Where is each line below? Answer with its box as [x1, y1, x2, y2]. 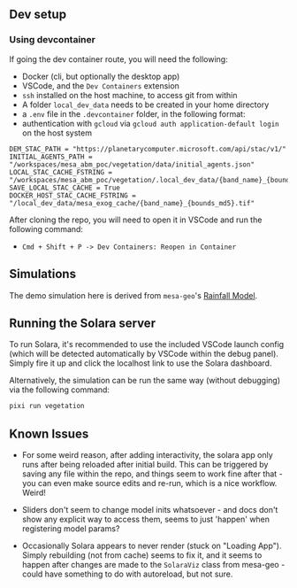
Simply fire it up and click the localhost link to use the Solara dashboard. [9, 358, 272, 368]
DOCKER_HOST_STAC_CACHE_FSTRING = [9, 190, 137, 200]
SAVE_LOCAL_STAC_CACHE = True [9, 183, 121, 192]
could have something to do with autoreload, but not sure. [21, 569, 233, 579]
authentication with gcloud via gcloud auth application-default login [21, 118, 280, 128]
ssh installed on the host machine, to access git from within [21, 89, 238, 100]
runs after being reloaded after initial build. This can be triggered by [21, 460, 269, 469]
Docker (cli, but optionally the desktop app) [21, 71, 180, 81]
